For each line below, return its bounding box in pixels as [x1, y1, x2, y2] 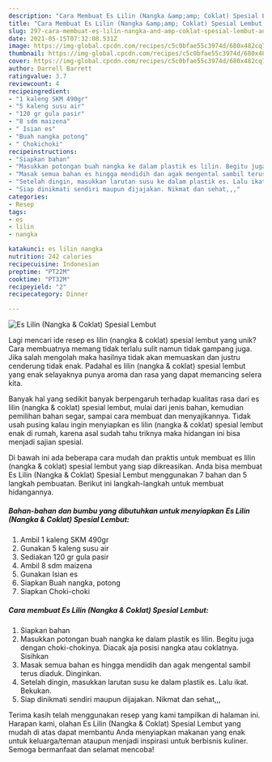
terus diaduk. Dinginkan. [19, 669, 102, 679]
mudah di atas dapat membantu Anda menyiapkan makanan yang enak [8, 727, 245, 738]
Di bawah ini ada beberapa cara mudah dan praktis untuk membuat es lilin [8, 453, 256, 463]
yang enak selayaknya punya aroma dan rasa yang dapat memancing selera [8, 370, 262, 379]
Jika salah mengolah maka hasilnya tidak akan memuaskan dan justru [8, 353, 240, 362]
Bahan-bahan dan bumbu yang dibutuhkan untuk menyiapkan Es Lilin [8, 506, 250, 516]
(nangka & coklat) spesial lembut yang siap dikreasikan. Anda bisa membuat [8, 461, 263, 471]
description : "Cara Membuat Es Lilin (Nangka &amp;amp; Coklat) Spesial [8, 11, 259, 20]
